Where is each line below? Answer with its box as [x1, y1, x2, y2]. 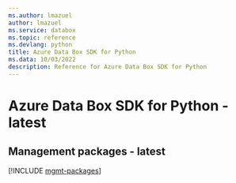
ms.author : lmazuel [8, 11, 73, 20]
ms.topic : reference [8, 33, 77, 42]
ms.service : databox [8, 26, 77, 34]
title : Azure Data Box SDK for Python [8, 48, 136, 56]
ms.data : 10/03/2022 [8, 56, 77, 64]
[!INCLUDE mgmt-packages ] [8, 166, 101, 175]
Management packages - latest [8, 145, 166, 159]
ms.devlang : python [8, 41, 73, 49]
